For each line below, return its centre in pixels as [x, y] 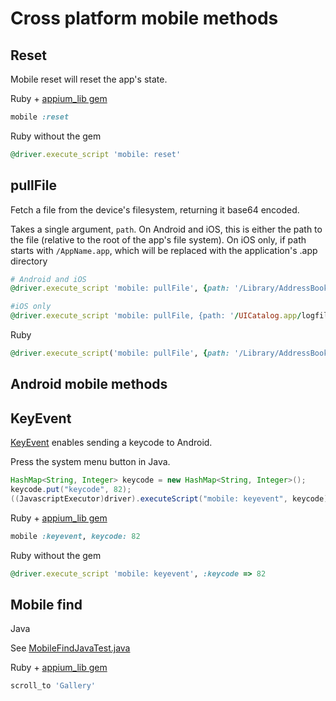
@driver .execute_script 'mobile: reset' [96, 154]
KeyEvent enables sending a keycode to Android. [111, 443]
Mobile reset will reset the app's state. [89, 79]
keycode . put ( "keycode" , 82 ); [71, 490]
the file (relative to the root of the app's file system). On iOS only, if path [158, 239]
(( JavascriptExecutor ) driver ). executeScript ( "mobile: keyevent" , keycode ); [171, 498]
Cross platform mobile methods [144, 18]
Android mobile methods [89, 384]
